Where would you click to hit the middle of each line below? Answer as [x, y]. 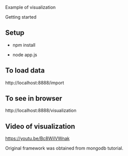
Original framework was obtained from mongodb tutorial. [64, 148]
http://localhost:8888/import [35, 83]
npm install [24, 45]
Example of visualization [30, 7]
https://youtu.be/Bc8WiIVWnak [38, 138]
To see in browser [34, 98]
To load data [25, 71]
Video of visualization [40, 126]
